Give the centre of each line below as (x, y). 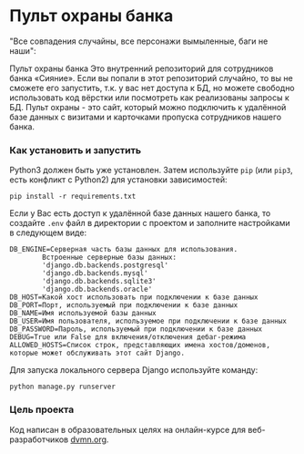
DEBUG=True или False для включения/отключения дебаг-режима (128, 337)
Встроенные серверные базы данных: (110, 258)
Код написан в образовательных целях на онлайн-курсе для (127, 429)
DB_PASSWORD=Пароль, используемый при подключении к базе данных (136, 329)
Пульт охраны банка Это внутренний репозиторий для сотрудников (142, 68)
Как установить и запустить (76, 150)
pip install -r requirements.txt (73, 197)
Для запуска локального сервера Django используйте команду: (134, 370)
